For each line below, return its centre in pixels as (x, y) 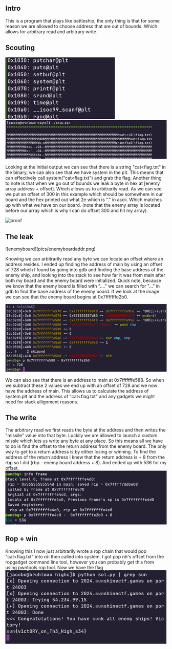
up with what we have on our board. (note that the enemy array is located (83, 205)
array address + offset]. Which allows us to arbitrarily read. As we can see (83, 189)
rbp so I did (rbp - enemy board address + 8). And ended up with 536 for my (86, 463)
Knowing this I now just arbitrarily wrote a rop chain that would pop (76, 551)
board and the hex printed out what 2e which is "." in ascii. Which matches (84, 200)
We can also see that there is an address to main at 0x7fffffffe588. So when (85, 380)
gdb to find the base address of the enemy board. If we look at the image (82, 292)
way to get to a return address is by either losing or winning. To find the (81, 452)
